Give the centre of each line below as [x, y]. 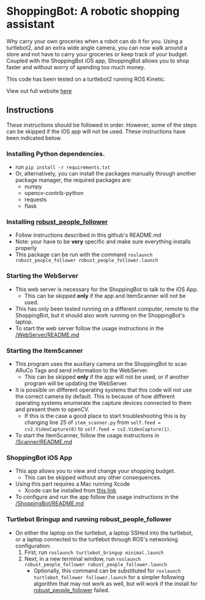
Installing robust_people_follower [57, 221]
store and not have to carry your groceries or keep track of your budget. [97, 54]
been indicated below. [34, 138]
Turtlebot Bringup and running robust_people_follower [89, 519]
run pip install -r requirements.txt [63, 167]
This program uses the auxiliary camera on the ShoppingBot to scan [101, 364]
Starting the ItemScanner [45, 350]
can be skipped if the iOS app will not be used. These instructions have [96, 131]
